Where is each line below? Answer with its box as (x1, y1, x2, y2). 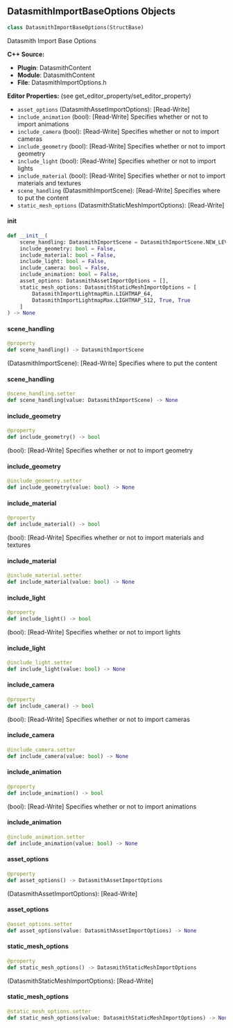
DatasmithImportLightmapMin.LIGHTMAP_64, (32, 290, 154, 297)
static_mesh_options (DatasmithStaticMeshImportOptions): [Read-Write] (17, 201, 225, 209)
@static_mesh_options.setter (7, 1008, 92, 1015)
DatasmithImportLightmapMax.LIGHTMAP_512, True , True (32, 296, 191, 304)
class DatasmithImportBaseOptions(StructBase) (7, 24, 144, 31)
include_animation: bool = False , (19, 271, 119, 278)
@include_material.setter (7, 572, 82, 579)
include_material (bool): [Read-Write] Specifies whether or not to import (17, 171, 225, 180)
